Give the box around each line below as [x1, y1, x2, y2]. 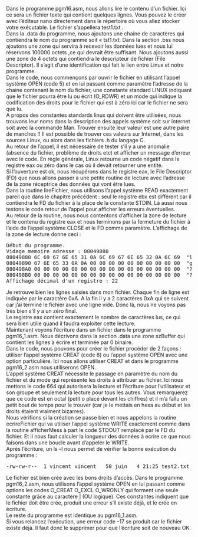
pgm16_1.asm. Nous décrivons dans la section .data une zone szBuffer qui [6, 333, 186, 339]
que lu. [6, 106, 23, 112]
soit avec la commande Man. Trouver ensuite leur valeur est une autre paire [6, 124, 190, 131]
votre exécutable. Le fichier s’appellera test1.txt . [6, 24, 124, 31]
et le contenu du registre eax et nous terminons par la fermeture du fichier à [6, 218, 190, 225]
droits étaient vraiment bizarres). [6, 408, 85, 415]
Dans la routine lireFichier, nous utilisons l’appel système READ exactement [6, 187, 189, 194]
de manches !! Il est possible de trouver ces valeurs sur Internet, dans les [6, 130, 184, 137]
